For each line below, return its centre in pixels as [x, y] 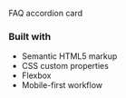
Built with [30, 36]
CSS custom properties [65, 66]
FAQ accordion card [46, 13]
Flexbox [36, 75]
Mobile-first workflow [62, 85]
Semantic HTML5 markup [69, 56]
